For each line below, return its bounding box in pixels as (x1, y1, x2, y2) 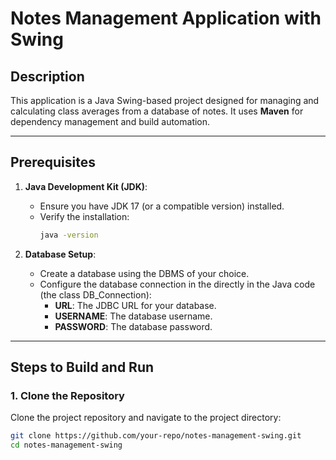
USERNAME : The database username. (54, 310, 213, 322)
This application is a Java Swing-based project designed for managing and (10, 95, 320, 106)
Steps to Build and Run (10, 359, 155, 376)
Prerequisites (10, 154, 96, 171)
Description (10, 68, 85, 85)
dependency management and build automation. (10, 116, 211, 127)
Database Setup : (24, 248, 97, 260)
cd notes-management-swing (10, 440, 123, 451)
